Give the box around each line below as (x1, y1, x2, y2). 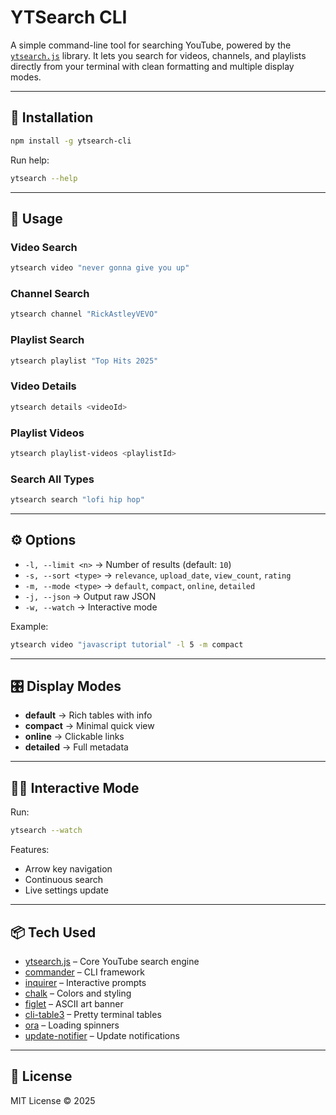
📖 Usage (10, 210, 63, 227)
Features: (10, 844, 50, 856)
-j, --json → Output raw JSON (24, 590, 157, 602)
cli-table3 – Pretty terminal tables (24, 1008, 162, 1020)
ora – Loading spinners (24, 1019, 120, 1031)
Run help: (10, 154, 50, 166)
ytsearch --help (10, 173, 78, 183)
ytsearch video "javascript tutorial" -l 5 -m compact (10, 639, 244, 650)
